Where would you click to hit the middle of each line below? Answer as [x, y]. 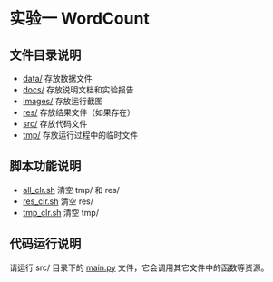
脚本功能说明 [45, 166]
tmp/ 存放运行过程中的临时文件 [80, 135]
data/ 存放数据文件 [57, 78]
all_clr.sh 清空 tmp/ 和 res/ [71, 190]
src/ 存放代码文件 [55, 124]
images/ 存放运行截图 [63, 101]
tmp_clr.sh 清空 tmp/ [61, 212]
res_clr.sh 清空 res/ [58, 201]
